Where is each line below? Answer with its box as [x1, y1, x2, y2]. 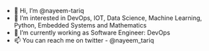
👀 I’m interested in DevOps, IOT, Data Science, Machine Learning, [13, 14, 202, 22]
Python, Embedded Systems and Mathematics [13, 21, 147, 29]
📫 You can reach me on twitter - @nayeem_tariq [13, 37, 155, 44]
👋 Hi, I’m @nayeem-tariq [13, 7, 84, 14]
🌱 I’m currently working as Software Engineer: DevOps [13, 28, 171, 37]
